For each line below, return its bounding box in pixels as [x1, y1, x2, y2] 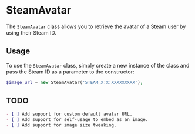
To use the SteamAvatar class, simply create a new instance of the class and [6, 62, 190, 69]
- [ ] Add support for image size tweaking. [6, 122, 117, 128]
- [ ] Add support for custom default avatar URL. [6, 111, 133, 118]
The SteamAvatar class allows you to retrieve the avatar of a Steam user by [6, 23, 186, 30]
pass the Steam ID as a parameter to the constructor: [6, 68, 135, 75]
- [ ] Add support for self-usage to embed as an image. [6, 117, 149, 123]
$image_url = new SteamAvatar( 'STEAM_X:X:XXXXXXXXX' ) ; [6, 79, 143, 85]
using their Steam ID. [6, 29, 57, 36]
